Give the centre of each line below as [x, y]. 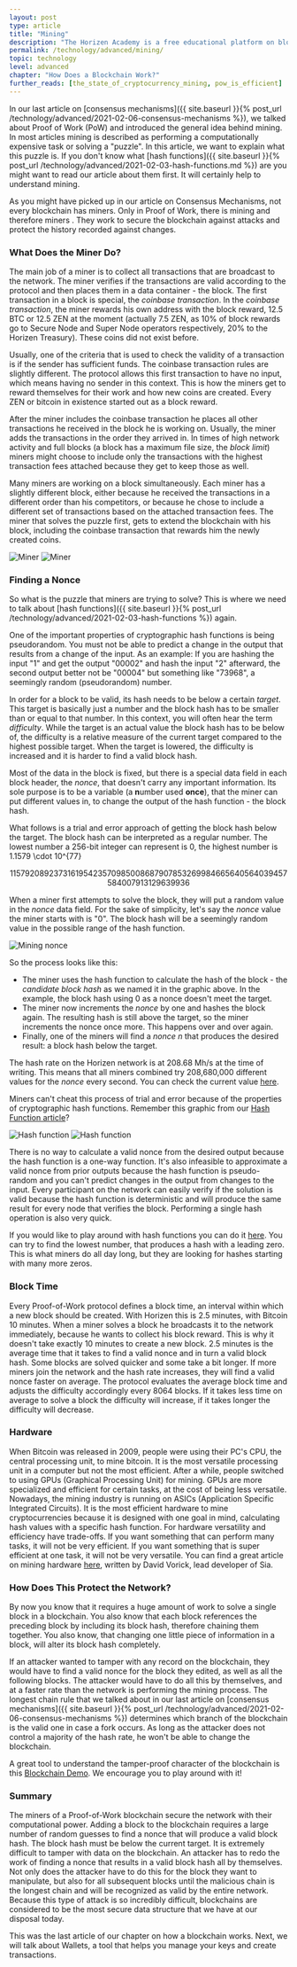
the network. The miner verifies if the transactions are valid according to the [148, 281]
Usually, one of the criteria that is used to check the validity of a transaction [147, 355]
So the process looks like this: [64, 963]
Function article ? [39, 1118]
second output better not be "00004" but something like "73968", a [132, 673]
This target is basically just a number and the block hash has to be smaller [144, 709]
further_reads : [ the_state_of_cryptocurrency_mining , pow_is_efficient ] [146, 83]
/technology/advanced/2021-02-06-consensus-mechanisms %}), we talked [148, 118]
